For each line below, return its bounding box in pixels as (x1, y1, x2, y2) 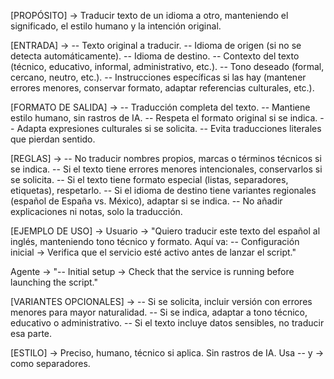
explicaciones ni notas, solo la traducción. (10, 206, 183, 217)
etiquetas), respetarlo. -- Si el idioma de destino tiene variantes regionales (10, 185, 317, 196)
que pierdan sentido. (10, 133, 96, 145)
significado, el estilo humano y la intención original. (10, 20, 222, 32)
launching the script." (10, 276, 98, 288)
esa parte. (10, 328, 53, 339)
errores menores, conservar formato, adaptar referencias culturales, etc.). (10, 82, 315, 94)
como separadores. (10, 358, 91, 369)
